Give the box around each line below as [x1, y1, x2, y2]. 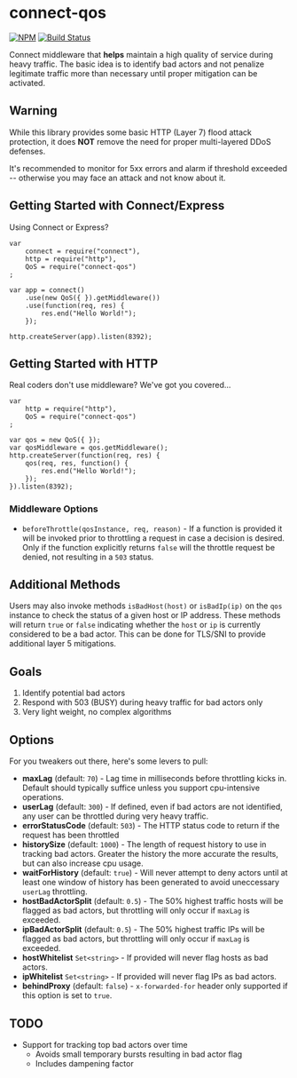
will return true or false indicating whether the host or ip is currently [9, 620, 262, 630]
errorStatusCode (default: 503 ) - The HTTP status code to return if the [21, 820, 280, 831]
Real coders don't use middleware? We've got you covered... [9, 380, 231, 391]
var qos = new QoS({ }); [9, 436, 101, 445]
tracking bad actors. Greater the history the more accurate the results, [21, 849, 279, 860]
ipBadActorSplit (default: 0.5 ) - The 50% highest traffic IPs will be [21, 924, 265, 935]
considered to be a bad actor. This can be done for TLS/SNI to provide [9, 629, 266, 639]
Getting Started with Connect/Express [9, 198, 225, 213]
